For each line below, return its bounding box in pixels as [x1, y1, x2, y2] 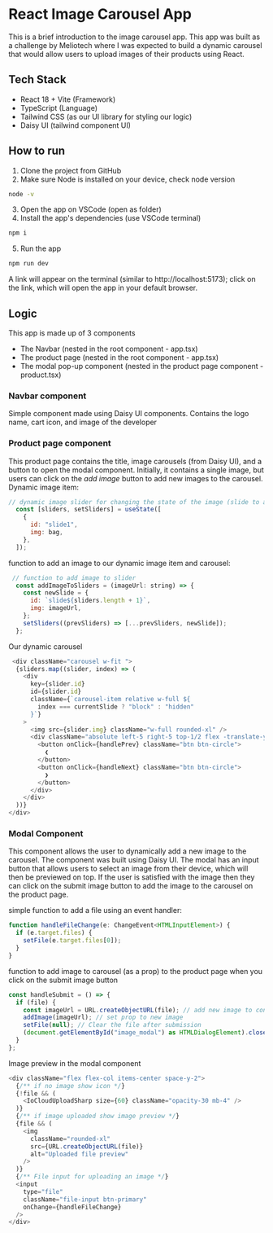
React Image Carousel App [8, 5, 193, 24]
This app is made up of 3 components [8, 328, 136, 338]
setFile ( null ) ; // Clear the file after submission [23, 1021, 201, 1029]
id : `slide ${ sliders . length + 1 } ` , [29, 596, 151, 605]
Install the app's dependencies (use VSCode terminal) [19, 213, 201, 223]
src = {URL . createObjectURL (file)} [29, 1142, 144, 1151]
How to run [8, 144, 66, 158]
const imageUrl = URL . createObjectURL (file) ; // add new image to [23, 1006, 253, 1014]
